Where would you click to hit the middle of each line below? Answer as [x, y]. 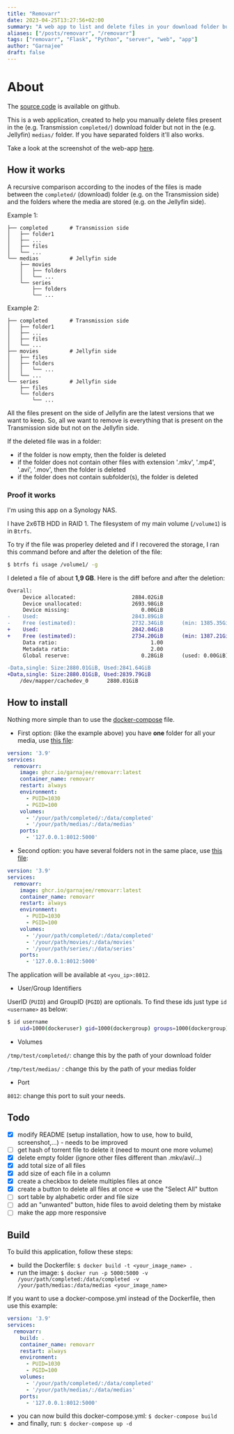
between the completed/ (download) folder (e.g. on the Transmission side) [113, 194]
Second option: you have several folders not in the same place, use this [120, 851]
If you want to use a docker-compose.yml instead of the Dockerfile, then [111, 1298]
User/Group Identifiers [49, 988]
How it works [36, 170]
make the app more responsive [62, 1212]
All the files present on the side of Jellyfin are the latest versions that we [111, 413]
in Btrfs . [19, 531]
